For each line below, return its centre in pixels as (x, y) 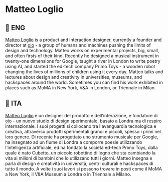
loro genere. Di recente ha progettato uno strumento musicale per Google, (82, 137)
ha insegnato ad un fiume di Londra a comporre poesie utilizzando (74, 142)
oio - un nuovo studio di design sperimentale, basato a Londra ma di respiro (83, 121)
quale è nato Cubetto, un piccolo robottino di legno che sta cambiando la (80, 153)
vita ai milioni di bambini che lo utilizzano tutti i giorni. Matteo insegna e (79, 158)
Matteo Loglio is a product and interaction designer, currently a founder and (83, 40)
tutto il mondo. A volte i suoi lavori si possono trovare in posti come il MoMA (83, 168)
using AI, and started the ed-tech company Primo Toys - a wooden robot (80, 66)
